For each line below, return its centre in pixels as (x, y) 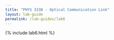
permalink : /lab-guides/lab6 (35, 19)
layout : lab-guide (24, 14)
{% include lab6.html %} (30, 33)
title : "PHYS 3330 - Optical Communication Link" (57, 10)
